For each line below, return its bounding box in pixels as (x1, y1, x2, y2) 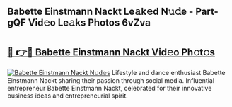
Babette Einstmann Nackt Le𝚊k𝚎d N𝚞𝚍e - (7, 6, 194, 18)
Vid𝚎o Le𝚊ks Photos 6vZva (28, 17, 151, 29)
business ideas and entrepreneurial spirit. (7, 91, 129, 100)
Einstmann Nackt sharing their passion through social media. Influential (7, 77, 214, 84)
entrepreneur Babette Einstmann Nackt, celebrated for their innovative (7, 84, 212, 92)
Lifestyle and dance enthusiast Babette (112, 69, 226, 77)
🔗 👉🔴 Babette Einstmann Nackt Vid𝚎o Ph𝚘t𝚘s (7, 46, 216, 58)
